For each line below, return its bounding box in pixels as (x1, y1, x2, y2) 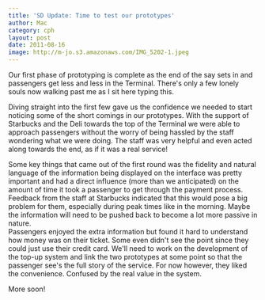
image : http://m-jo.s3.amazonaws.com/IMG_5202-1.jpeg (8, 48, 190, 56)
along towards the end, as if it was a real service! (8, 144, 168, 154)
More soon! (8, 284, 46, 294)
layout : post (8, 33, 51, 42)
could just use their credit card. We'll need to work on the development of (8, 244, 248, 253)
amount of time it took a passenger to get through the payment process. (8, 185, 244, 194)
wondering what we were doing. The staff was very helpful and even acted (8, 136, 252, 145)
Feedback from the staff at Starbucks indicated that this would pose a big (8, 193, 248, 203)
